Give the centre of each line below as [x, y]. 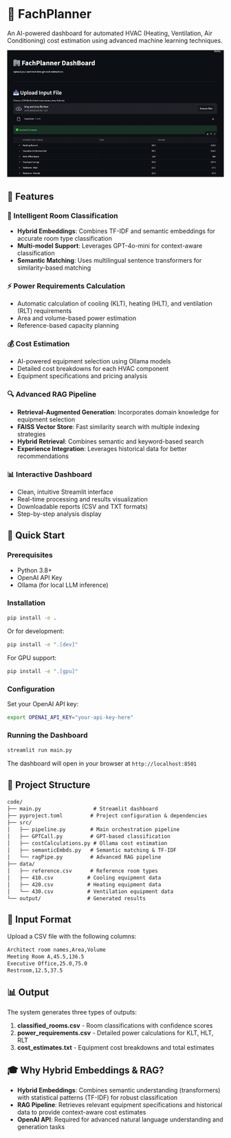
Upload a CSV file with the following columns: [72, 936]
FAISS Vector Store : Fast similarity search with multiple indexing [108, 426]
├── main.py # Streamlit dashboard [82, 809]
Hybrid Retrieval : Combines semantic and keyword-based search [110, 441]
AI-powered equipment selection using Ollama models [94, 361]
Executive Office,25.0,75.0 [47, 964]
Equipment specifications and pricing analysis [82, 376]
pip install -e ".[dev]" [43, 644]
